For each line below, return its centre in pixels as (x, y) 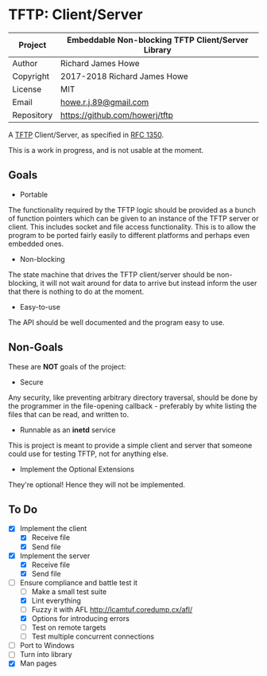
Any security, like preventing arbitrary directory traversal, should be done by (133, 397)
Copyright (31, 76)
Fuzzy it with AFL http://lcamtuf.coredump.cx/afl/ (112, 609)
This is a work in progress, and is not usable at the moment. (106, 150)
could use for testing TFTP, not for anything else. (88, 453)
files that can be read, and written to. (69, 414)
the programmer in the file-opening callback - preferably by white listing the (133, 406)
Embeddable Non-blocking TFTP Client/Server (157, 40)
